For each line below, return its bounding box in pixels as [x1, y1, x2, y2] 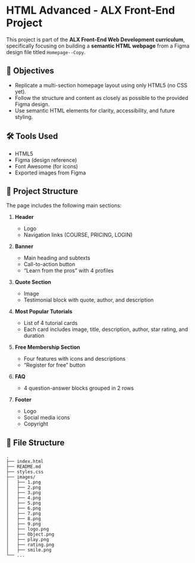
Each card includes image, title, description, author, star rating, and [23, 326, 188, 333]
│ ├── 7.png [6, 511, 42, 517]
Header [14, 214, 34, 221]
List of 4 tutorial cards [23, 320, 78, 327]
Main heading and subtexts [23, 254, 90, 262]
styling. [14, 113, 33, 120]
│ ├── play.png [6, 537, 49, 543]
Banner [14, 243, 34, 250]
